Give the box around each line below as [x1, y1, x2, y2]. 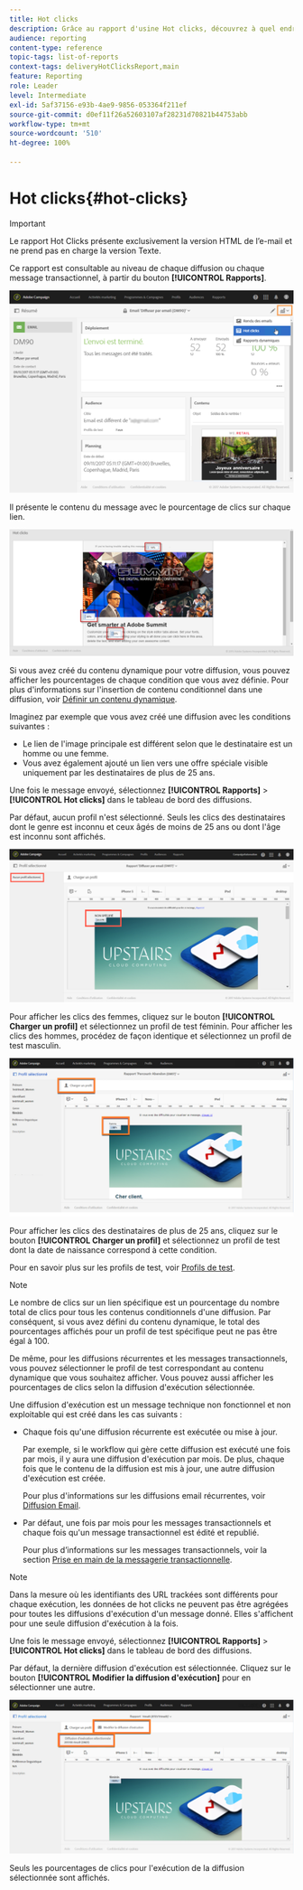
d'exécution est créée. [22, 1472, 106, 1483]
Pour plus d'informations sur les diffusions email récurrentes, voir [22, 1490, 266, 1500]
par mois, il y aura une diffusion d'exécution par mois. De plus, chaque [22, 1453, 285, 1464]
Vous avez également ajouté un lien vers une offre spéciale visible [22, 757, 269, 768]
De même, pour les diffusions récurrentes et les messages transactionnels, [9, 1352, 289, 1364]
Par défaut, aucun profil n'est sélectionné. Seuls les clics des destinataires [9, 812, 286, 823]
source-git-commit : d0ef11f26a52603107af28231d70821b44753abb [9, 109, 248, 119]
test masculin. [9, 1040, 61, 1051]
